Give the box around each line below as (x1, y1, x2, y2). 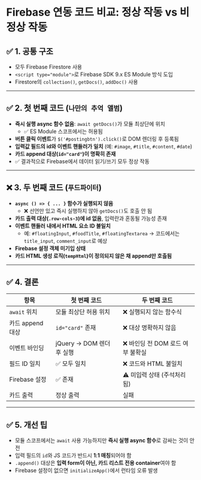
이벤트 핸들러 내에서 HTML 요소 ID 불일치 (14, 222, 111, 229)
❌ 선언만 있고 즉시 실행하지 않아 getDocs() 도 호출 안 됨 (23, 207, 153, 214)
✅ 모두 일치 (55, 359, 86, 368)
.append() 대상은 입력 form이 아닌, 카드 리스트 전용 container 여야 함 (14, 460, 176, 467)
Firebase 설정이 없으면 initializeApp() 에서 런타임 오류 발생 (14, 467, 158, 474)
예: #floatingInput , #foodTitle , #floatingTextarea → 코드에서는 (23, 229, 180, 237)
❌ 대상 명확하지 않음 (122, 323, 176, 332)
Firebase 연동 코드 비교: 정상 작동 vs (6, 5, 178, 19)
